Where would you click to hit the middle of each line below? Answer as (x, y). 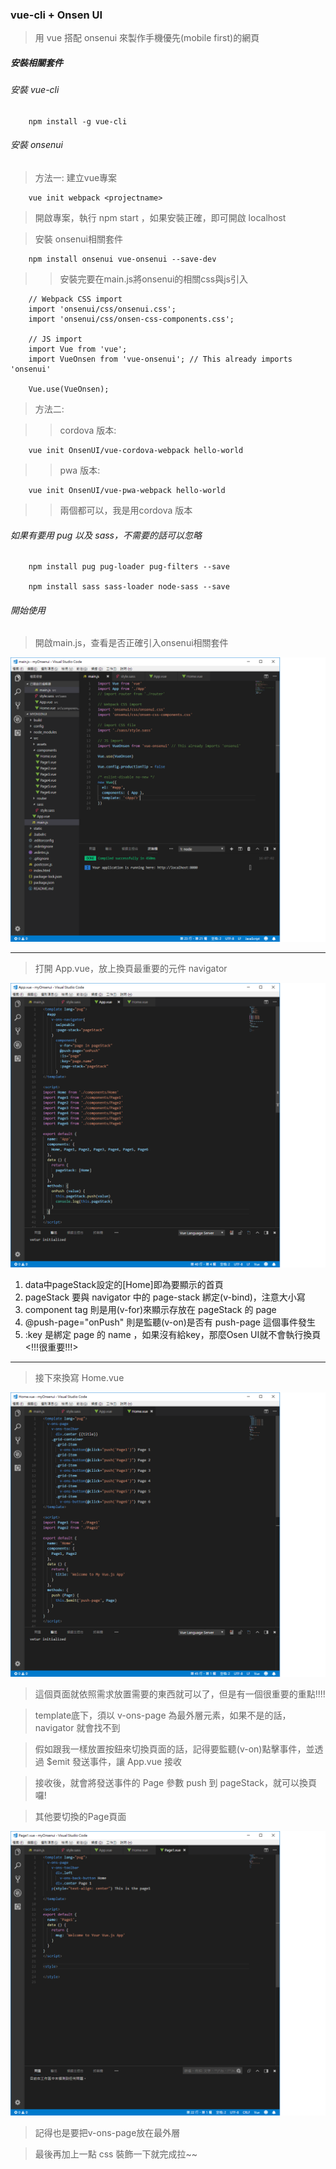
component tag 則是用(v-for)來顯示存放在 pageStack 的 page (150, 1310)
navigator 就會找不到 (77, 1727)
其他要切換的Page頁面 (80, 1816)
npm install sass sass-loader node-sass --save (129, 587)
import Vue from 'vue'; (78, 349)
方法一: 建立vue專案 (76, 178)
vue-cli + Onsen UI (56, 15)
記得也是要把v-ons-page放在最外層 (107, 2132)
